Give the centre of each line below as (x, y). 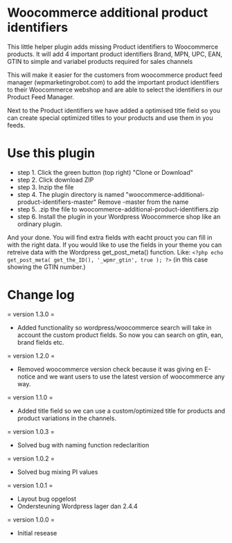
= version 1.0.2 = (31, 458)
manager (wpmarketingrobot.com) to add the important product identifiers (113, 82)
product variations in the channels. (66, 418)
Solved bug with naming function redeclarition (83, 445)
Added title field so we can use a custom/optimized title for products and (121, 411)
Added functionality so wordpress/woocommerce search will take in (114, 327)
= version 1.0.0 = (31, 519)
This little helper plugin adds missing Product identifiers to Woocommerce (113, 46)
